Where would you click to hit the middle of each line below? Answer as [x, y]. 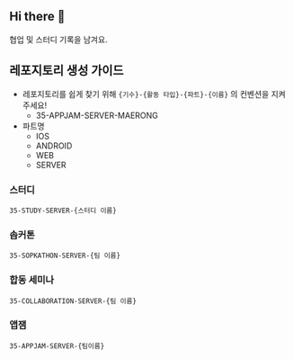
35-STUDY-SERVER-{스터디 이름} [63, 211]
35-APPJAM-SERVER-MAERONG [97, 115]
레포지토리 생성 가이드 [67, 71]
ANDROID [54, 146]
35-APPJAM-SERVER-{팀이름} [57, 346]
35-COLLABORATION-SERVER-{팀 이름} [73, 301]
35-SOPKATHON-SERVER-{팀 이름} [65, 256]
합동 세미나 [32, 280]
